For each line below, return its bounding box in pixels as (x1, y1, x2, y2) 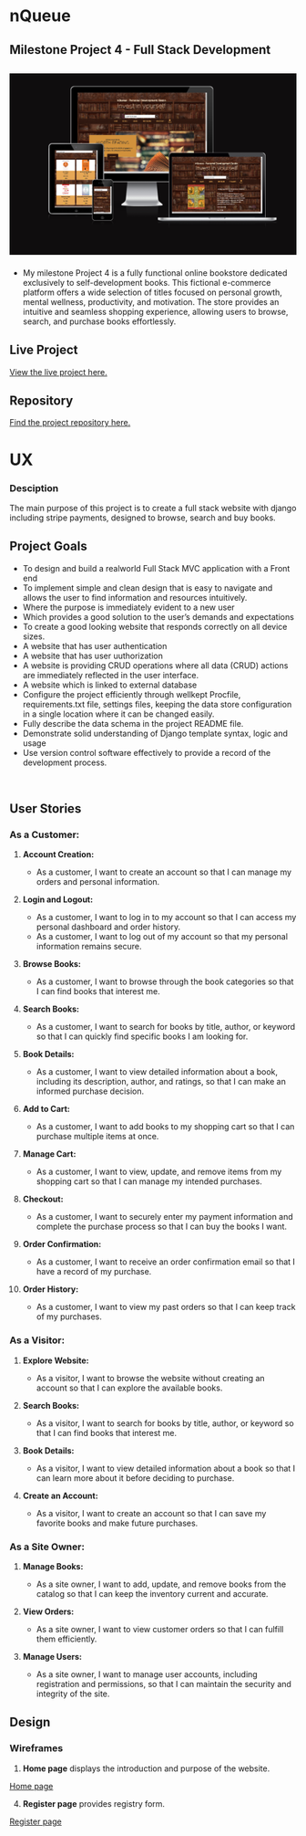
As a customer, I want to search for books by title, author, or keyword (36, 1022, 296, 1033)
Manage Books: (22, 1561, 84, 1572)
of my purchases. (36, 1311, 102, 1322)
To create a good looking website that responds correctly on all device (22, 621, 288, 632)
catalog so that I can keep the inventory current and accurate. (36, 1589, 269, 1600)
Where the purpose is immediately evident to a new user (22, 602, 235, 613)
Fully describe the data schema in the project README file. (22, 718, 244, 729)
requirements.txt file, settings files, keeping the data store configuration (22, 698, 292, 709)
